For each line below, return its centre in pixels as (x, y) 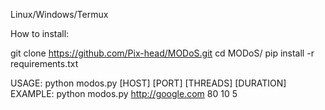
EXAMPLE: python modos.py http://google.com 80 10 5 (124, 93)
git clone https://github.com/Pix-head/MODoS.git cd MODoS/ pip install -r (162, 53)
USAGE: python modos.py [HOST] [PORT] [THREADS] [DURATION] (148, 83)
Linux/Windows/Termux (59, 14)
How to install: (40, 33)
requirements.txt (44, 63)
